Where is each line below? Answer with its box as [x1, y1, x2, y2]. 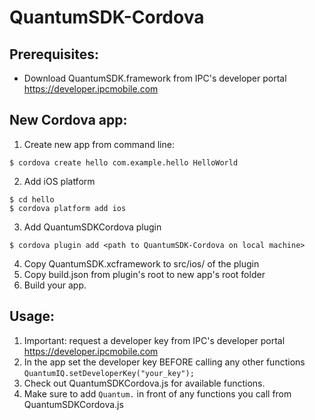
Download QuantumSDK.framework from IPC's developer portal [23, 72, 287, 84]
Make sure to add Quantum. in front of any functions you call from [23, 387, 292, 400]
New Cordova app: [9, 112, 128, 129]
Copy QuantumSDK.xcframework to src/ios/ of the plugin [23, 257, 260, 270]
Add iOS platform [23, 175, 96, 187]
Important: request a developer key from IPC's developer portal [23, 334, 286, 346]
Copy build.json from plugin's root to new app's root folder [23, 268, 266, 280]
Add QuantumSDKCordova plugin [23, 221, 162, 233]
